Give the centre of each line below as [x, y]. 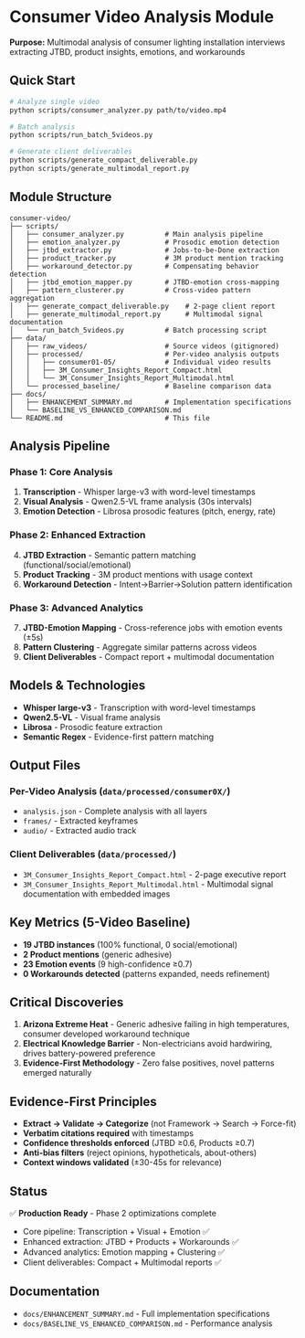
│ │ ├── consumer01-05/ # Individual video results [141, 362]
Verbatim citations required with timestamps [108, 1133]
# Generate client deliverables [71, 152]
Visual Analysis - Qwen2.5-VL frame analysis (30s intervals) [137, 502]
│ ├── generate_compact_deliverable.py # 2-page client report [142, 306]
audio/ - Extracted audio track [79, 831]
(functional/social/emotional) [77, 565]
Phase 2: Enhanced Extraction [78, 535]
